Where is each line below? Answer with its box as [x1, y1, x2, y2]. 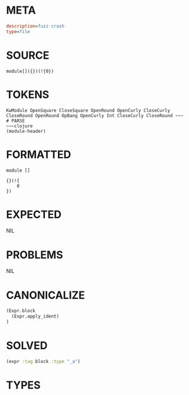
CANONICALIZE [6, 288, 86, 302]
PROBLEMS [6, 248, 63, 261]
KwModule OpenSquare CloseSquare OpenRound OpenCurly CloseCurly [6, 107, 170, 113]
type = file [6, 28, 31, 34]
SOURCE [6, 49, 50, 62]
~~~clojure [6, 123, 33, 129]
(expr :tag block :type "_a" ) [6, 358, 81, 364]
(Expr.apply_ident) [11, 313, 60, 320]
